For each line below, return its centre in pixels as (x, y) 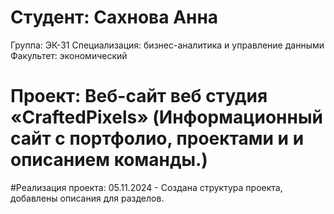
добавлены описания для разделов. (87, 198)
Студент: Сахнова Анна (114, 17)
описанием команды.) (109, 160)
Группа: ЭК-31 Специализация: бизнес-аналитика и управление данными (167, 45)
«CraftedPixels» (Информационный (166, 117)
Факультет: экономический (69, 55)
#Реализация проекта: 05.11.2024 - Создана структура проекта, (146, 187)
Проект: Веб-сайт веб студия (139, 96)
